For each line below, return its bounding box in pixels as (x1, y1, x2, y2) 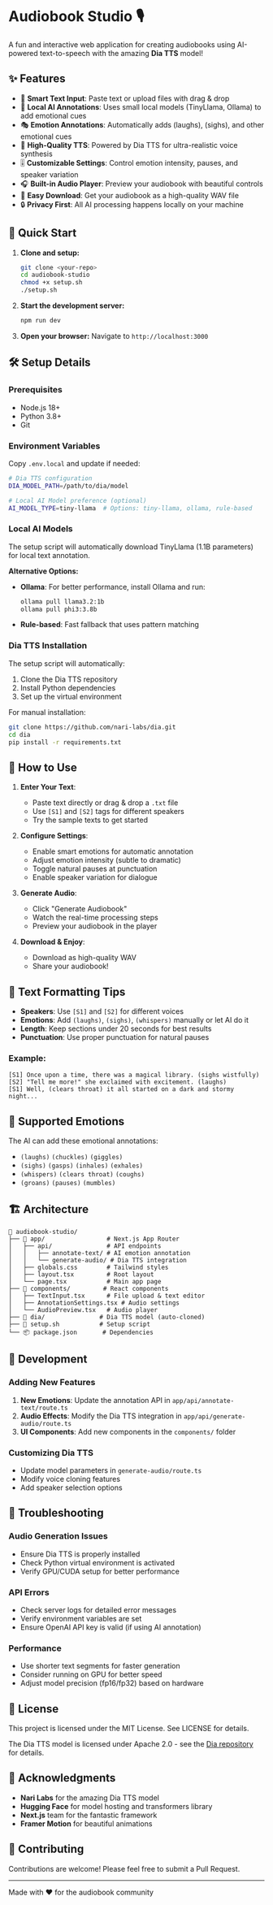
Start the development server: (19, 301, 125, 310)
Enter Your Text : (19, 782, 76, 792)
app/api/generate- (184, 1412, 246, 1421)
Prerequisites (8, 384, 63, 396)
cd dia (8, 730, 31, 738)
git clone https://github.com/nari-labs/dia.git (8, 723, 176, 731)
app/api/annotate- (171, 1396, 235, 1405)
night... (8, 1093, 38, 1101)
